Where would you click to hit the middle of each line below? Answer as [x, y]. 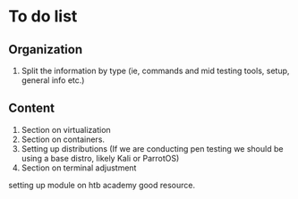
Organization [45, 50]
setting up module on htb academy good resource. [102, 185]
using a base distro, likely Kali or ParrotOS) [100, 158]
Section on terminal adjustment [79, 168]
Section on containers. [63, 139]
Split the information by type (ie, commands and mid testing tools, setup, [155, 70]
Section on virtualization [66, 129]
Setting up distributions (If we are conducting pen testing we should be [152, 148]
